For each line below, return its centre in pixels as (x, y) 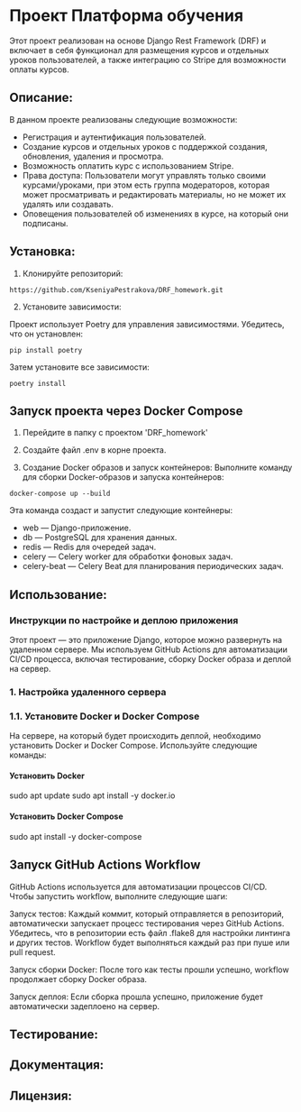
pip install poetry (46, 350)
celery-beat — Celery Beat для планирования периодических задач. (153, 566)
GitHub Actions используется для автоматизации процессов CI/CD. (138, 887)
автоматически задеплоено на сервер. (85, 1006)
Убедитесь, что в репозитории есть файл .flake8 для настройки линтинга (150, 933)
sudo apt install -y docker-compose (76, 836)
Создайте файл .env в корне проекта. (94, 450)
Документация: (57, 1065)
